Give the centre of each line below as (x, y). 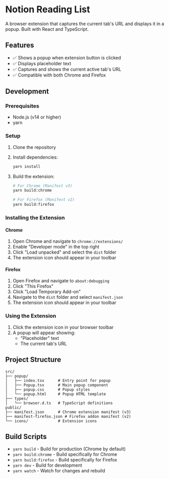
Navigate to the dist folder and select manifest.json (68, 297)
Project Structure (33, 360)
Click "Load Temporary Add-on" (46, 292)
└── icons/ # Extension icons (51, 421)
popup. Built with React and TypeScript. (47, 29)
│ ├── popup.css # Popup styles (48, 389)
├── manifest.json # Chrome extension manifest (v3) (68, 412)
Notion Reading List (48, 9)
